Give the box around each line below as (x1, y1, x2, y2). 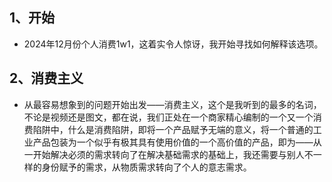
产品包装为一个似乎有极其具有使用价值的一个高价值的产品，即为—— (32, 136, 314, 148)
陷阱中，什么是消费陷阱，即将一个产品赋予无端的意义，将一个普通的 (32, 123, 314, 135)
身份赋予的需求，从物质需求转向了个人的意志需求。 (41, 161, 252, 173)
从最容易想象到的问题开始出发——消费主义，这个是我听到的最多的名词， (23, 98, 322, 110)
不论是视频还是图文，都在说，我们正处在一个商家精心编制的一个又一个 (23, 111, 314, 123)
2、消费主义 (9, 70, 84, 87)
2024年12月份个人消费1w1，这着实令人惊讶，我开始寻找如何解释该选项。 (23, 38, 324, 50)
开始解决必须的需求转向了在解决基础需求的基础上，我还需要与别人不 (32, 148, 314, 160)
